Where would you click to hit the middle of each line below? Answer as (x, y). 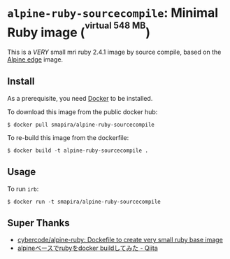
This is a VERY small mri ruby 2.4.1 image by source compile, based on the (114, 52)
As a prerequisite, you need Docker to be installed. (80, 98)
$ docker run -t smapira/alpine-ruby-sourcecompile (84, 202)
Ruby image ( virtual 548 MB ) (79, 30)
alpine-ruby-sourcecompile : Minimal (113, 13)
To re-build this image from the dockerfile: (68, 137)
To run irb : (23, 189)
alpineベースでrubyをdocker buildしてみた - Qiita (88, 248)
